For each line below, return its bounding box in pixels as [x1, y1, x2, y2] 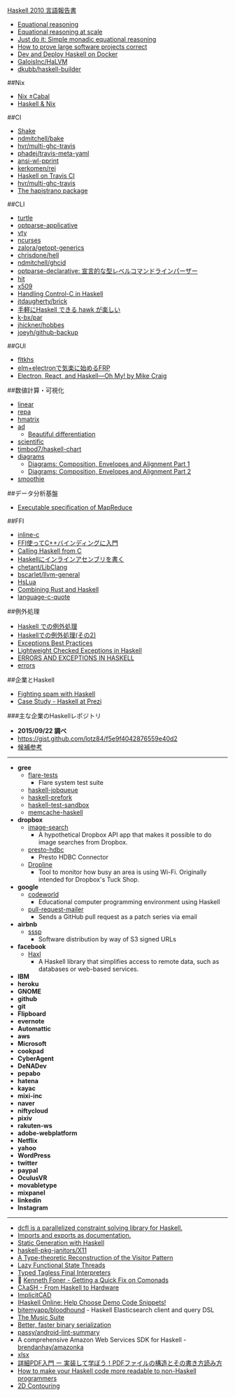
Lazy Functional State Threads [17, 1261, 106, 1269]
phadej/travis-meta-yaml [17, 150, 90, 157]
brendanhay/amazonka [17, 1343, 84, 1351]
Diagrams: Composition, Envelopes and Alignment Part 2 [27, 468, 192, 475]
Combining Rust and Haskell [17, 585, 99, 593]
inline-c [17, 531, 40, 538]
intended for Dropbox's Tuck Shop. [38, 875, 140, 883]
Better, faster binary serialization [17, 1320, 112, 1329]
